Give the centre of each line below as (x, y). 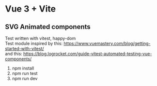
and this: (14, 54)
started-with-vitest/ (25, 49)
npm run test (25, 73)
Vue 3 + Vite (31, 9)
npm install (23, 68)
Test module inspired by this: (34, 43)
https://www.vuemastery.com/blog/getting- (107, 43)
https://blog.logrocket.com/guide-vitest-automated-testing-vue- (88, 54)
